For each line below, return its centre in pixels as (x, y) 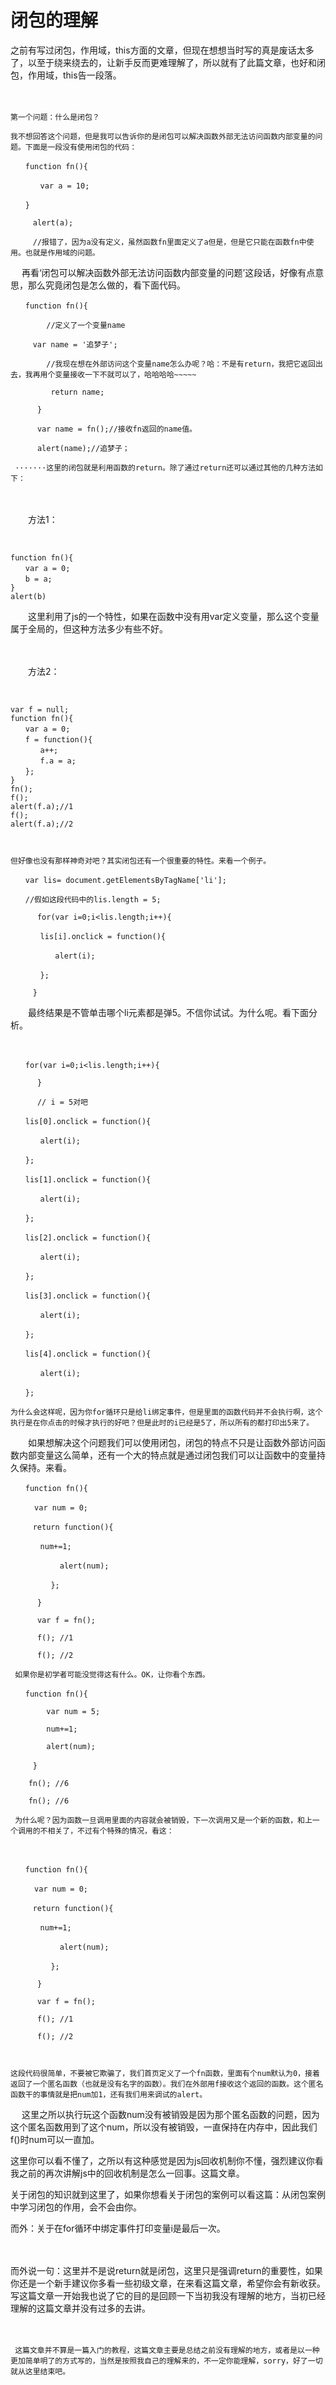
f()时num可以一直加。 (55, 2139)
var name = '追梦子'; (75, 344)
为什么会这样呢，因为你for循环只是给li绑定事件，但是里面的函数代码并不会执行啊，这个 (166, 1412)
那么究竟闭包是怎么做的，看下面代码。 (106, 285)
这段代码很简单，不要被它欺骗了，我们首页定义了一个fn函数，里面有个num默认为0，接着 (165, 2073)
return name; (77, 392)
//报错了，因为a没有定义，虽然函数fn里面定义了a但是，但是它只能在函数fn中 (169, 242)
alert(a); (53, 222)
